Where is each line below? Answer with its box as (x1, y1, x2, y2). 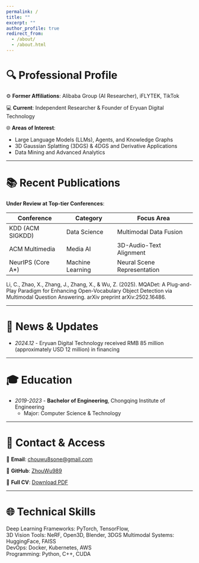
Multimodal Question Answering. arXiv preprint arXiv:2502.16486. (6, 293, 166, 301)
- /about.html (11, 42, 46, 48)
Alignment (117, 248, 146, 257)
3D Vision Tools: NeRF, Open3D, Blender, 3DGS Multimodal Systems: (6, 531, 175, 538)
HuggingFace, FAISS (6, 537, 56, 545)
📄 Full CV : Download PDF (6, 479, 68, 486)
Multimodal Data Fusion (117, 227, 183, 236)
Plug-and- (166, 280, 192, 288)
